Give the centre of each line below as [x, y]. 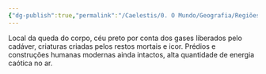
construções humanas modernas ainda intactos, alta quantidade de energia [131, 54]
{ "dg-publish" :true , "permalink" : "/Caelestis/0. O [92, 15]
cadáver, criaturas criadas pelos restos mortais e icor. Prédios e [112, 46]
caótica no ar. [30, 63]
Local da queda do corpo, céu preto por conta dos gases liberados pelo [125, 38]
